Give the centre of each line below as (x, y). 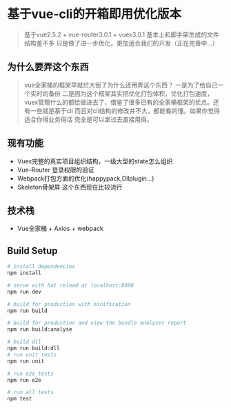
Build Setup (32, 251)
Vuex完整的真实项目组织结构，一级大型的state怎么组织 (95, 161)
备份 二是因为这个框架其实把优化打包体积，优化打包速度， (131, 93)
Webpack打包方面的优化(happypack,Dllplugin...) (86, 178)
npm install (24, 273)
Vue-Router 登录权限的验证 (56, 170)
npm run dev (24, 292)
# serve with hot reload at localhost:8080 (71, 285)
